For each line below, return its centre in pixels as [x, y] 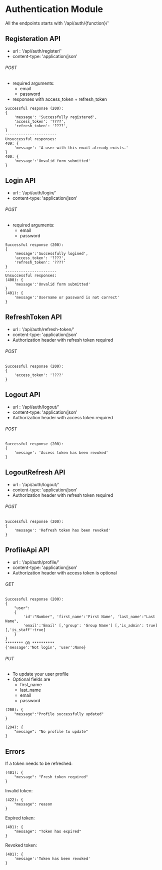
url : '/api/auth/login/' [34, 193]
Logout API [23, 395]
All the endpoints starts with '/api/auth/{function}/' [57, 23]
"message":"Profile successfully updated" [59, 714]
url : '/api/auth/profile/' [36, 562]
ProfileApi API [27, 550]
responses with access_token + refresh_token [60, 99]
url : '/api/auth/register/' [37, 51]
